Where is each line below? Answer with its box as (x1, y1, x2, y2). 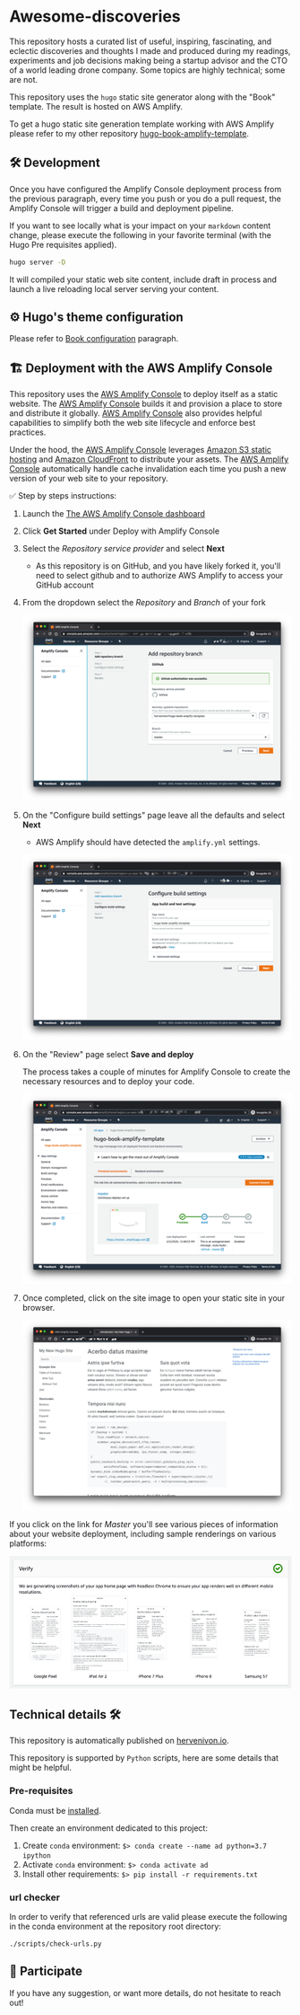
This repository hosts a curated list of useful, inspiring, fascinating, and (9, 36, 272, 47)
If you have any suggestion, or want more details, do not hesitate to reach (9, 1987, 281, 1998)
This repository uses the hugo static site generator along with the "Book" (9, 92, 276, 102)
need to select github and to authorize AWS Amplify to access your (35, 570, 284, 581)
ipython (21, 1851, 51, 1860)
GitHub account (35, 579, 94, 590)
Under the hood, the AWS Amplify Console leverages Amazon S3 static (9, 445, 271, 455)
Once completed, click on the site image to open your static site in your (21, 1293, 286, 1304)
